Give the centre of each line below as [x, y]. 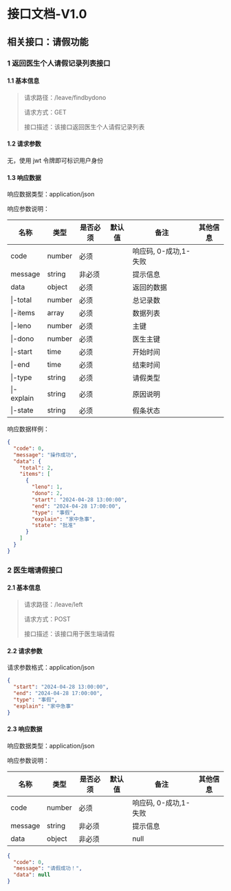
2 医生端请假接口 [35, 570]
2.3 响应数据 [25, 729]
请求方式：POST [47, 619]
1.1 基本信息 [23, 81]
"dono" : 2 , [47, 494]
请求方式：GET [45, 112]
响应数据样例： [28, 429]
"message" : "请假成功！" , [48, 869]
